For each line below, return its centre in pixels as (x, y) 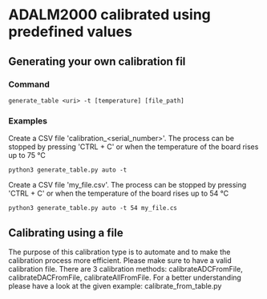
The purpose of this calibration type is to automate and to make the (119, 252)
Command (29, 84)
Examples (28, 120)
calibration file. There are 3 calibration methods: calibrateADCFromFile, (125, 269)
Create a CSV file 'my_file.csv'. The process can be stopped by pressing (127, 185)
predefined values (70, 32)
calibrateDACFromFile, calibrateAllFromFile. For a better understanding (125, 277)
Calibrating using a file (66, 233)
